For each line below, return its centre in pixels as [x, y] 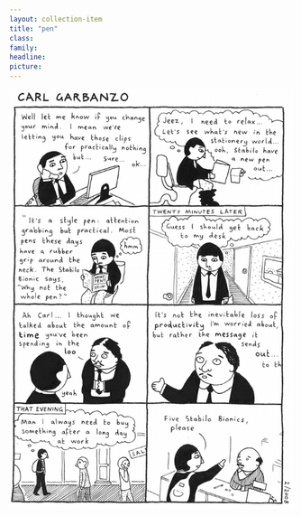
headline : [28, 57]
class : [22, 38]
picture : [26, 67]
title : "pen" [34, 28]
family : [24, 48]
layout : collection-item [56, 19]
